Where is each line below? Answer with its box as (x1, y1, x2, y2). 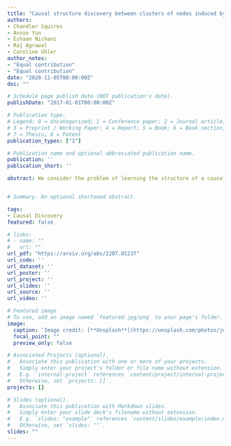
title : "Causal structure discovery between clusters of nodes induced (7, 10, 217, 17)
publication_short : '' (7, 162, 72, 169)
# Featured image (7, 308, 57, 315)
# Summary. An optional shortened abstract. (7, 193, 137, 200)
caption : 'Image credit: (13, 326, 85, 334)
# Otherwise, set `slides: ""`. (7, 422, 107, 429)
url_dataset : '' (7, 263, 54, 270)
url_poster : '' (7, 269, 51, 276)
